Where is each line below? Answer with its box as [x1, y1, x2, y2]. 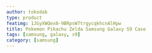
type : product [6, 15, 43, 21]
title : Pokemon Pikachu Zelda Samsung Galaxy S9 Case [6, 26, 147, 32]
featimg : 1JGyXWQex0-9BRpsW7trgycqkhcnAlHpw [6, 20, 121, 26]
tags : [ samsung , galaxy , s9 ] [6, 32, 81, 38]
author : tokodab [6, 9, 48, 15]
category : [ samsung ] [6, 37, 59, 43]
